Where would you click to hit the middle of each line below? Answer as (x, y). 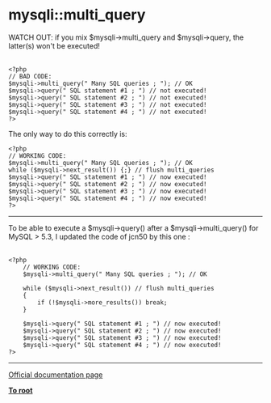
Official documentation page (56, 375)
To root (21, 390)
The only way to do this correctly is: (68, 134)
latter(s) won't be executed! (54, 45)
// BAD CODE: (30, 76)
